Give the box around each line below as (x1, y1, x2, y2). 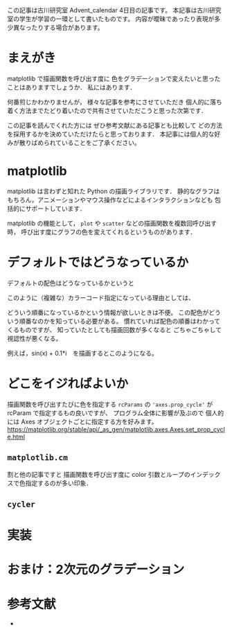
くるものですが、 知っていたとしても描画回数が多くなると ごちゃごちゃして (7, 325, 222, 334)
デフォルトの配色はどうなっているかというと (7, 279, 135, 287)
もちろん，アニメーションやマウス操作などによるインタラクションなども (7, 195, 213, 204)
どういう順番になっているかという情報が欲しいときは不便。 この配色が (7, 308, 209, 317)
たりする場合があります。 (30, 24, 104, 31)
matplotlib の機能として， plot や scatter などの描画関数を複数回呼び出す (7, 219, 217, 227)
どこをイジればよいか (7, 376, 129, 392)
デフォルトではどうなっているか (7, 255, 189, 270)
